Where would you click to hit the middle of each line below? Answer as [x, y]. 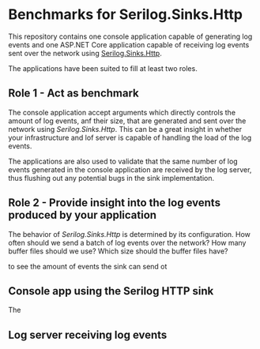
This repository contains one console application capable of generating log [130, 36]
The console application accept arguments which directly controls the [122, 112]
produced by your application [82, 215]
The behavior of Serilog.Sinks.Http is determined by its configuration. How [130, 234]
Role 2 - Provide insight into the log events [115, 203]
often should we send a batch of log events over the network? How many [127, 242]
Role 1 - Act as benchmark [74, 94]
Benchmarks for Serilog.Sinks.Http [126, 15]
